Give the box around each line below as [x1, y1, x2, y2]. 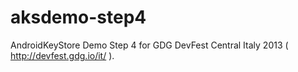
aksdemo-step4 [10, 6, 147, 29]
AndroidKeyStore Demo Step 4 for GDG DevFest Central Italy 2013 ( [10, 39, 289, 51]
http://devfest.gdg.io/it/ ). [10, 49, 115, 61]
